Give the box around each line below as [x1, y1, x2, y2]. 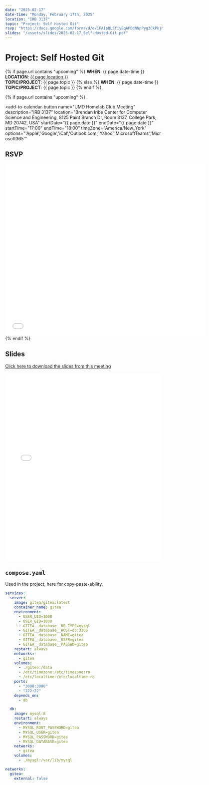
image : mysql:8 [14, 711, 46, 717]
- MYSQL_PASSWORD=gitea [18, 735, 68, 740]
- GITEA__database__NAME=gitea [18, 633, 84, 638]
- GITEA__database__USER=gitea [18, 637, 84, 642]
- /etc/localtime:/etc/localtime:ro [18, 675, 95, 680]
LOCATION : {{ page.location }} [5, 73, 68, 80]
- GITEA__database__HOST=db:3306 [18, 628, 88, 633]
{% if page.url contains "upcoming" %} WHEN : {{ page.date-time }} [5, 68, 145, 74]
